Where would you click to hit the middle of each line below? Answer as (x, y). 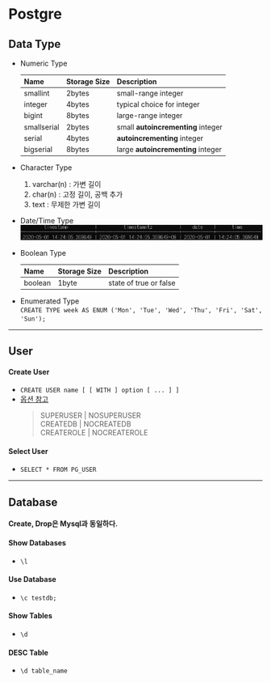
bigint (33, 116)
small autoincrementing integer (170, 127)
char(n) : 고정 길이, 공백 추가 (77, 194)
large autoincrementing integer (169, 149)
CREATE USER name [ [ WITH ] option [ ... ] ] (100, 390)
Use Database (32, 579)
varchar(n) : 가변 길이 (67, 184)
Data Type (35, 44)
